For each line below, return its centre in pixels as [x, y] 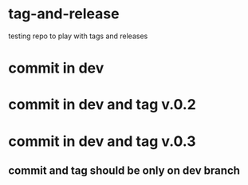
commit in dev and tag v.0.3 [102, 141]
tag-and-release [64, 14]
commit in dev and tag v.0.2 [102, 105]
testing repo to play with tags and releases [78, 36]
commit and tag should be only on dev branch [124, 170]
